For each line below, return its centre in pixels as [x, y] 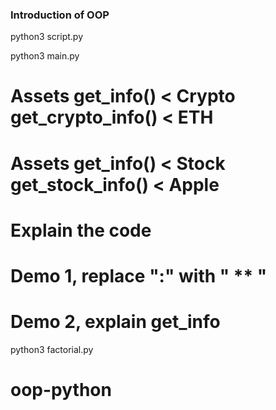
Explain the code [81, 230]
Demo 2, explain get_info [115, 322]
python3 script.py [47, 37]
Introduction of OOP [60, 15]
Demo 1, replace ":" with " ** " [139, 276]
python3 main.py [45, 56]
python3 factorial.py [52, 349]
